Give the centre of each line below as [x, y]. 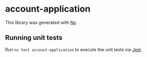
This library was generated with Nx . [41, 22]
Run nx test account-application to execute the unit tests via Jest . [74, 49]
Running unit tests [34, 38]
